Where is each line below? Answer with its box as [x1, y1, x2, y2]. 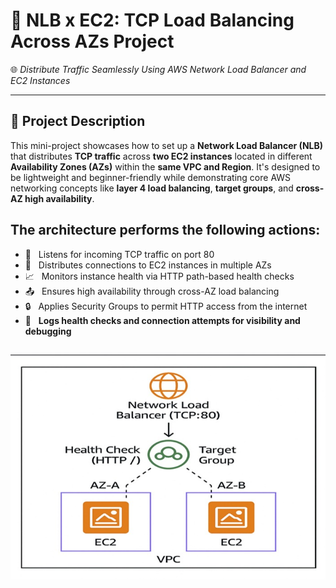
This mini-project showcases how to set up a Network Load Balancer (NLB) [10, 139, 324, 151]
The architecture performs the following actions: [10, 222, 321, 239]
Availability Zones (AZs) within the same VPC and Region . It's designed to [10, 160, 321, 173]
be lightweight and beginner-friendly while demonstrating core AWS [10, 171, 292, 183]
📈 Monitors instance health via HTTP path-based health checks [24, 270, 295, 282]
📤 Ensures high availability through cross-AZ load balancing [24, 285, 280, 297]
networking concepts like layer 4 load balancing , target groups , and [10, 182, 294, 194]
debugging [24, 325, 72, 337]
